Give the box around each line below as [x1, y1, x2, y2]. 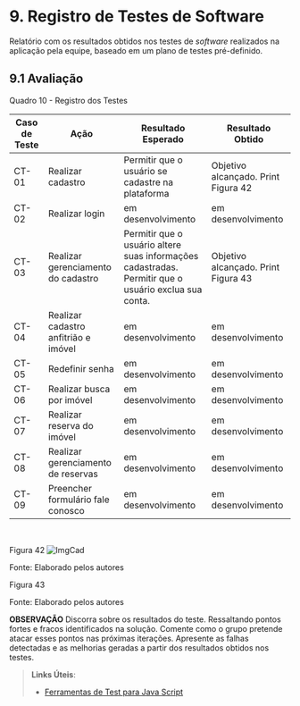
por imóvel [47, 393, 93, 406]
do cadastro [47, 272, 99, 284]
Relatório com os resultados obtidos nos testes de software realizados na [9, 36, 279, 46]
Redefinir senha [47, 362, 114, 374]
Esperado [142, 132, 185, 145]
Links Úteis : [30, 668, 76, 680]
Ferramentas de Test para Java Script [44, 686, 184, 697]
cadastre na [123, 176, 174, 189]
